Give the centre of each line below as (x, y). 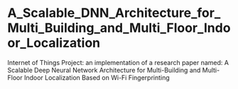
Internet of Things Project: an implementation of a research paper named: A (118, 62)
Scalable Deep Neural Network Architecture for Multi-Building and (104, 70)
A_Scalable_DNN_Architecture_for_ (114, 13)
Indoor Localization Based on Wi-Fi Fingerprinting (97, 77)
